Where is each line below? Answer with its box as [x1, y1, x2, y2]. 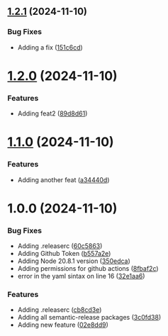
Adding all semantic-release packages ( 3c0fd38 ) [17, 313, 162, 322]
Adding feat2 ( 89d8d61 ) [17, 109, 88, 118]
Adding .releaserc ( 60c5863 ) [17, 242, 103, 250]
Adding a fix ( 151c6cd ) [17, 43, 83, 52]
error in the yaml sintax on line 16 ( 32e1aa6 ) [17, 272, 145, 281]
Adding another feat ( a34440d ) [17, 175, 110, 184]
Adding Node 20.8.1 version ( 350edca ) [17, 257, 131, 265]
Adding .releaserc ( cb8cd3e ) [17, 306, 102, 314]
